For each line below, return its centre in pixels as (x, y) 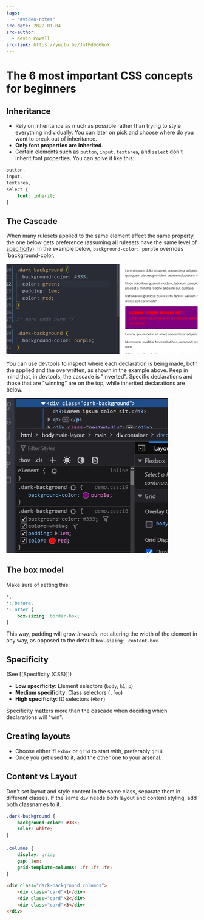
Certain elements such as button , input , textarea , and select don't (99, 152)
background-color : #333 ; (49, 823)
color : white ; (35, 829)
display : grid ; (36, 855)
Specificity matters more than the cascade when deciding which (87, 711)
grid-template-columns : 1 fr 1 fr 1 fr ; (65, 868)
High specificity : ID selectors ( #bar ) (60, 699)
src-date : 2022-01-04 (34, 26)
